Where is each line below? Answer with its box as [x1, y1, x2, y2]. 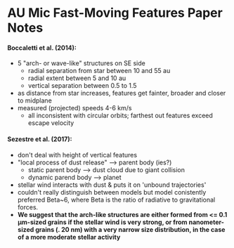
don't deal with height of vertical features [17, 150, 138, 159]
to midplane [17, 96, 53, 105]
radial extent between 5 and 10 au [27, 74, 126, 82]
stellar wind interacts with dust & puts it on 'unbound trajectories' [17, 181, 207, 189]
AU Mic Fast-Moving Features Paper [7, 5, 223, 21]
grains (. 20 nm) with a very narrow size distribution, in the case [34, 225, 226, 233]
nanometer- [188, 218, 225, 226]
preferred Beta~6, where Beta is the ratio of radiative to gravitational [17, 195, 216, 204]
